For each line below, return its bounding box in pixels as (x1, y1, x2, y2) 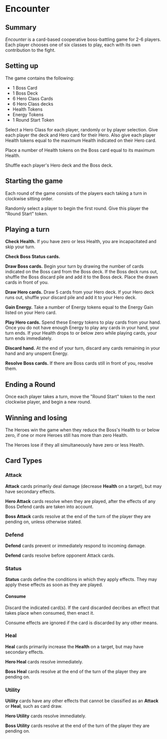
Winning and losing (5, 413, 67, 422)
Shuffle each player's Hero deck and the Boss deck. (5, 162, 113, 168)
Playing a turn (5, 225, 50, 234)
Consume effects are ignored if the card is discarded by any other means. (5, 620, 158, 626)
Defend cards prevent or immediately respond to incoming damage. (5, 543, 146, 549)
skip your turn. (5, 244, 36, 250)
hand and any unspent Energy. (5, 350, 69, 356)
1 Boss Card (12, 85, 38, 91)
